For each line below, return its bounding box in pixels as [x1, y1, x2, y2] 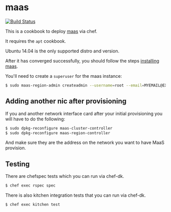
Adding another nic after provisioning [5, 97, 127, 106]
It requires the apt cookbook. [5, 38, 66, 44]
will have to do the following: [5, 116, 65, 122]
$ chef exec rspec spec [5, 183, 56, 188]
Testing [5, 160, 30, 168]
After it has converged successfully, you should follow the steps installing [5, 57, 159, 64]
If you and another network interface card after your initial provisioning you [5, 110, 163, 116]
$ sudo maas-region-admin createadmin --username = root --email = [5, 83, 145, 88]
